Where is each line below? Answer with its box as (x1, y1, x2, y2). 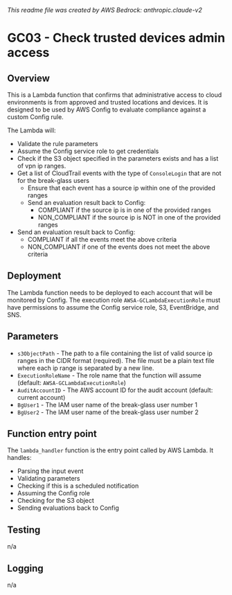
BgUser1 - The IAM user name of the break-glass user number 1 (17, 400, 197, 409)
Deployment (7, 270, 62, 282)
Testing (7, 524, 41, 535)
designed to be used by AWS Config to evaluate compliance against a (7, 105, 206, 114)
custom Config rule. (7, 113, 64, 121)
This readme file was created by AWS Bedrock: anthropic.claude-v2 (7, 6, 203, 14)
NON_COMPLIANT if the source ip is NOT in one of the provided (37, 213, 221, 221)
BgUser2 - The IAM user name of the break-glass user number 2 (17, 408, 199, 416)
